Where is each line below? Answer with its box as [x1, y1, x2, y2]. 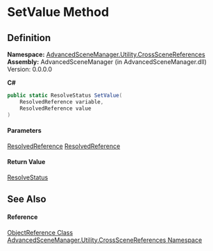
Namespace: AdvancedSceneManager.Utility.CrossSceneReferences [7, 50, 206, 58]
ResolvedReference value [19, 105, 92, 112]
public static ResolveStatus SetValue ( [7, 92, 123, 99]
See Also [7, 193, 46, 205]
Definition [7, 32, 51, 44]
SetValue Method [7, 4, 110, 20]
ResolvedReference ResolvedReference [7, 142, 121, 150]
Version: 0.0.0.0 [7, 65, 53, 73]
